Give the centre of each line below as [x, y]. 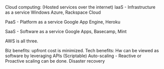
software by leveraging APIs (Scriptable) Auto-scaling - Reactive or [73, 56]
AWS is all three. [22, 41]
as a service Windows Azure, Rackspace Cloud [53, 12]
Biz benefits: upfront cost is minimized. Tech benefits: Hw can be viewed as [82, 51]
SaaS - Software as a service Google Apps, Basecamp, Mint [66, 31]
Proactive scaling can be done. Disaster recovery [55, 61]
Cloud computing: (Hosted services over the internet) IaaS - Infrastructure [80, 7]
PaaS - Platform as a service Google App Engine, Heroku [63, 22]
